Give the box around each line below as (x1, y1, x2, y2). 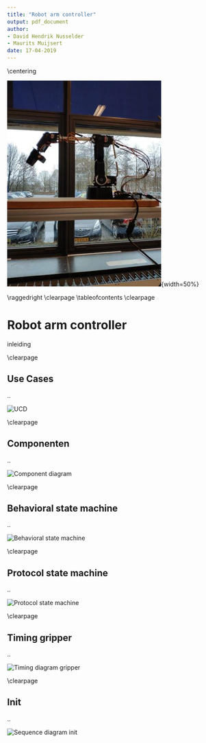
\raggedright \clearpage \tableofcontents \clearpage (7, 294, 155, 301)
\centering (7, 67, 36, 75)
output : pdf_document (7, 18, 69, 25)
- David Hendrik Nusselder (7, 33, 84, 40)
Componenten (7, 438, 70, 449)
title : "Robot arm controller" (7, 11, 96, 18)
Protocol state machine (7, 567, 108, 579)
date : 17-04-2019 (7, 47, 57, 54)
